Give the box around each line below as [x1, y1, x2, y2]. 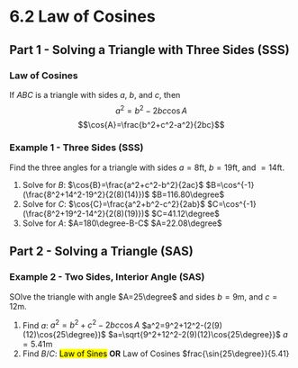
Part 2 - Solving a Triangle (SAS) [9, 244, 194, 259]
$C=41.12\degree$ [151, 208, 221, 219]
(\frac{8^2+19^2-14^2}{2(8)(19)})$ [22, 208, 150, 219]
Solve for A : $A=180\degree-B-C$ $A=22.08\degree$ [22, 218, 222, 229]
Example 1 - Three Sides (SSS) [9, 141, 144, 154]
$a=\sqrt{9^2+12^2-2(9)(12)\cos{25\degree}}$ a [107, 329, 288, 340]
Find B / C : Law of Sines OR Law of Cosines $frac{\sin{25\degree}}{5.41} [22, 348, 290, 359]
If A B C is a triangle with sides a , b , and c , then [9, 89, 181, 100]
